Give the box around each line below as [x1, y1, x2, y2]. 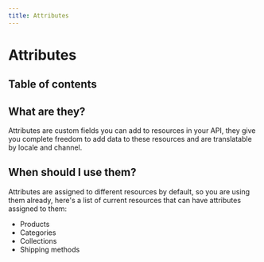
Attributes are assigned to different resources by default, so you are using [8, 186, 250, 196]
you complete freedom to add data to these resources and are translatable [8, 135, 252, 144]
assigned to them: [8, 204, 68, 213]
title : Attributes [8, 11, 69, 20]
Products [19, 219, 50, 229]
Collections [19, 236, 57, 245]
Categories [19, 228, 56, 237]
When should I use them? [8, 166, 137, 179]
